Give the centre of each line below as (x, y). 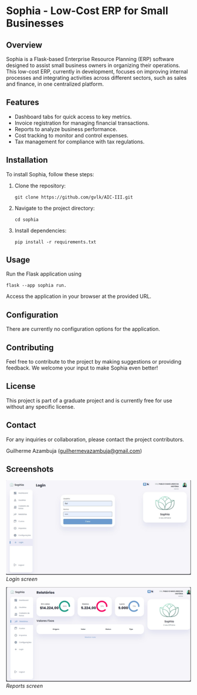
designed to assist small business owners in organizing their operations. (93, 65)
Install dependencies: (40, 230)
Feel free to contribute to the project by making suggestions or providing (94, 362)
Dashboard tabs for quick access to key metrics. (73, 116)
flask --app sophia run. (36, 286)
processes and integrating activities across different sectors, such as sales (96, 78)
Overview (24, 45)
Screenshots (30, 469)
